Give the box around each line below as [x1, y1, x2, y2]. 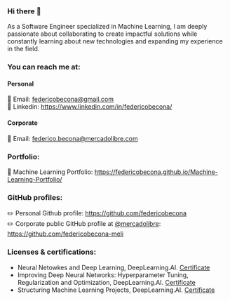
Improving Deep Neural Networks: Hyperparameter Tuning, [17, 270, 189, 279]
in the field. [7, 45, 40, 53]
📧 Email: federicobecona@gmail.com [7, 95, 114, 104]
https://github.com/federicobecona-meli [7, 229, 124, 238]
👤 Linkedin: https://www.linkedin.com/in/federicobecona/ [7, 102, 172, 111]
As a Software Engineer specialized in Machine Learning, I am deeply [7, 22, 208, 31]
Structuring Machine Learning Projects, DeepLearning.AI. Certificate [17, 286, 215, 294]
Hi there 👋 [7, 6, 42, 16]
